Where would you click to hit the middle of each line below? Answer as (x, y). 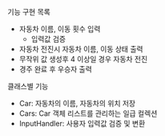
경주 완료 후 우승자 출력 (56, 69)
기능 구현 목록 (29, 12)
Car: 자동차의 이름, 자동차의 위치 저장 (77, 103)
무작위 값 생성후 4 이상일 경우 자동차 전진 (83, 59)
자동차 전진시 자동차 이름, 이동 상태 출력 (81, 49)
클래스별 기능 (28, 86)
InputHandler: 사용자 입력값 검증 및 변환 (82, 124)
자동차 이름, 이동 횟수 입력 (60, 29)
